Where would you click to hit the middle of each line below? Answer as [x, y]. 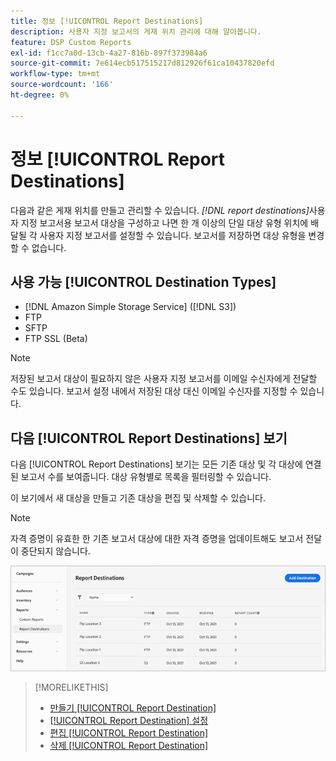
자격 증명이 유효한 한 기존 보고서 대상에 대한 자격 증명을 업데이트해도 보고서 [157, 539]
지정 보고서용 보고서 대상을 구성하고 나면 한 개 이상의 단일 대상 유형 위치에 [164, 222]
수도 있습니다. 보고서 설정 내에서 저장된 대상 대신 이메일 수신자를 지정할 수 [154, 391]
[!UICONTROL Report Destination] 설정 [129, 720]
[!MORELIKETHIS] [71, 687]
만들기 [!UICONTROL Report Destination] [133, 707]
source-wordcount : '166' [62, 85]
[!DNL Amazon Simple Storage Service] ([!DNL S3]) [130, 307]
